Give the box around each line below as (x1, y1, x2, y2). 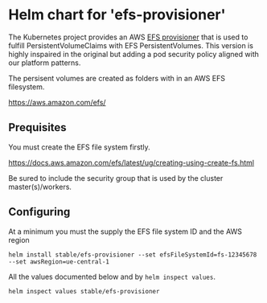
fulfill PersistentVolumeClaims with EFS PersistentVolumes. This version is (8, 40, 253, 50)
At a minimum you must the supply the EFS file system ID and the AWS (8, 227, 243, 236)
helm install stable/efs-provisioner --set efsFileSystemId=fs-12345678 (8, 251, 257, 259)
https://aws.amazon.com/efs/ (8, 97, 106, 107)
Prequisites (8, 121, 67, 134)
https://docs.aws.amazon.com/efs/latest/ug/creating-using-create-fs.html (8, 158, 255, 167)
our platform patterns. (8, 58, 81, 68)
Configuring (8, 205, 71, 219)
